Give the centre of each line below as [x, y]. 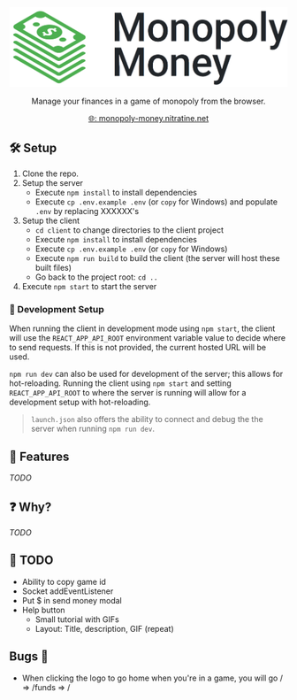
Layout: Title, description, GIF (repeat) [104, 628]
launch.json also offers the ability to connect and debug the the [147, 419]
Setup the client [51, 221]
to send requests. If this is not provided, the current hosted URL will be [138, 348]
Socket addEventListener [68, 591]
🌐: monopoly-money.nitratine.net [148, 119]
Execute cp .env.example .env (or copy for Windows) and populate [156, 202]
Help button [43, 610]
